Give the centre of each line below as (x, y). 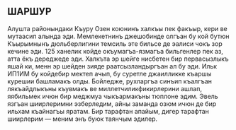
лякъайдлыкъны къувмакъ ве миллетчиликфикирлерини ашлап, (105, 88)
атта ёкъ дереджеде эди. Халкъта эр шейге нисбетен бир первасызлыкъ (118, 59)
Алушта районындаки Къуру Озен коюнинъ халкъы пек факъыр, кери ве (118, 28)
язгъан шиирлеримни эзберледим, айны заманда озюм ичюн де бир (112, 104)
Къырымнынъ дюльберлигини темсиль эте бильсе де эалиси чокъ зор (115, 43)
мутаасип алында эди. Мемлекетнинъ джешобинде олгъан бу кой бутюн (118, 36)
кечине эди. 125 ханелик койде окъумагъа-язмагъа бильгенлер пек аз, (115, 51)
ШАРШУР (29, 12)
